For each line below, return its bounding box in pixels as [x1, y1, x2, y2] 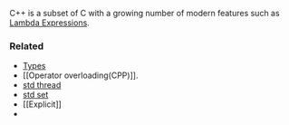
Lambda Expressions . [9, 17, 91, 28]
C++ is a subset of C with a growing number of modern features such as [9, 8, 280, 18]
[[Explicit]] [22, 99, 62, 110]
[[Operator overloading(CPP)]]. [22, 70, 139, 81]
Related [9, 40, 44, 53]
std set [22, 90, 49, 101]
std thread [22, 80, 62, 91]
